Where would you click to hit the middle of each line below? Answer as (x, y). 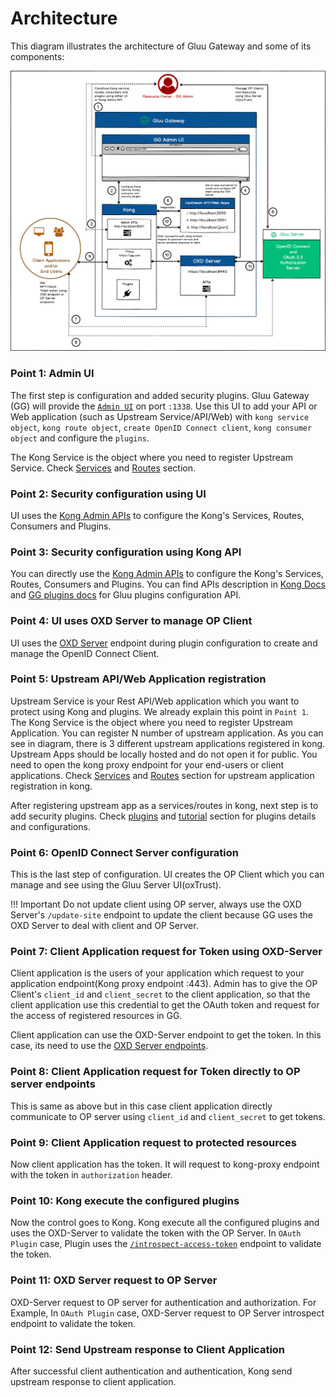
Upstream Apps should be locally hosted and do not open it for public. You (164, 754)
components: (37, 56)
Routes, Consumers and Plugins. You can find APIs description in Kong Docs (168, 584)
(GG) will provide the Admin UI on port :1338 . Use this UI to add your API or (164, 406)
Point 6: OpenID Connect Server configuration (125, 852)
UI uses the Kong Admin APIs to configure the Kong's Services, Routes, (157, 515)
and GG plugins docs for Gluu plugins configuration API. (126, 595)
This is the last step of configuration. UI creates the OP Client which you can (167, 874)
